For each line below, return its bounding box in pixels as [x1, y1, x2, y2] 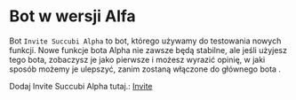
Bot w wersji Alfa [9, 6, 136, 27]
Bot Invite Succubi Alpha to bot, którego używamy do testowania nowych [9, 35, 282, 46]
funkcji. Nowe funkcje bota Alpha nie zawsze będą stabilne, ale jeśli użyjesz [9, 44, 287, 55]
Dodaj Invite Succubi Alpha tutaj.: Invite [9, 81, 153, 91]
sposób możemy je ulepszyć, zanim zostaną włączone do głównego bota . [9, 64, 282, 74]
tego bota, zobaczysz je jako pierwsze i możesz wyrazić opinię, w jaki [9, 54, 266, 65]
